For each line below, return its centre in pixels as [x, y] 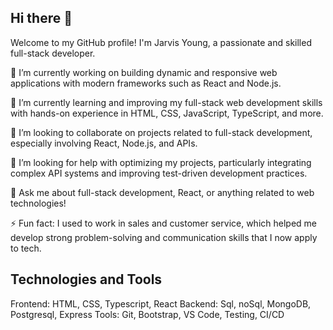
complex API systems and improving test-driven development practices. [159, 173]
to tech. [26, 248]
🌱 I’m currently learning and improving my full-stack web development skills [166, 102]
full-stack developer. [53, 53]
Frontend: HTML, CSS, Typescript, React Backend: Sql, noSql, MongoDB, [161, 303]
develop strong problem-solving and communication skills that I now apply [164, 237]
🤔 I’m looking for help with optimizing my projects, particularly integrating [161, 162]
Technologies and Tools [86, 279]
